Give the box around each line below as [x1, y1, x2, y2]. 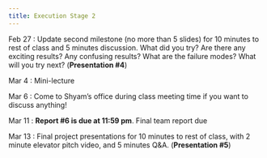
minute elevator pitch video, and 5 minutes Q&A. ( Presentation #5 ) [8, 139, 231, 150]
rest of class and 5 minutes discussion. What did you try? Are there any [8, 42, 246, 53]
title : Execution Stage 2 [8, 11, 95, 20]
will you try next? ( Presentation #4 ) [8, 60, 128, 70]
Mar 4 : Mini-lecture [8, 75, 75, 85]
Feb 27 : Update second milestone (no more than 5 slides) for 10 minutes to [8, 34, 260, 44]
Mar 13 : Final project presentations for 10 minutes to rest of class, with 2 [8, 131, 251, 141]
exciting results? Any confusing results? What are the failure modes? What [8, 51, 256, 61]
